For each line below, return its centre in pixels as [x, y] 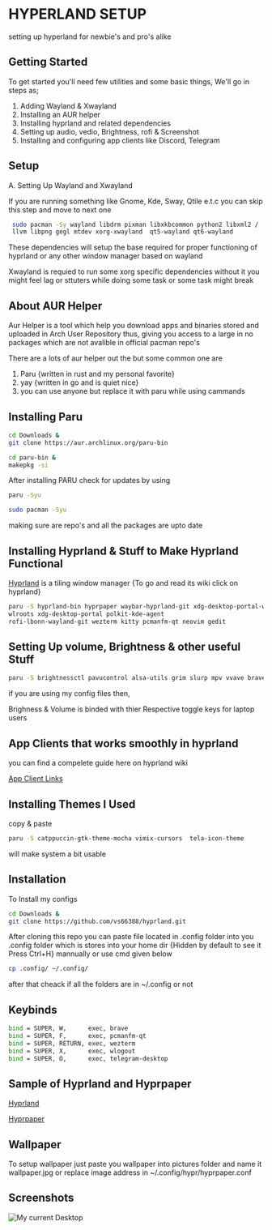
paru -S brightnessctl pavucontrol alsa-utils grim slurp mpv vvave [126, 678]
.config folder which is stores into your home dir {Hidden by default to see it [135, 946]
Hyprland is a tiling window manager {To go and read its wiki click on [123, 583]
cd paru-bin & [32, 457]
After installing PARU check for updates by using [89, 480]
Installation [37, 880]
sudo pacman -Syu [38, 510]
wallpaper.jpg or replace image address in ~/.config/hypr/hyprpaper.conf [130, 1172]
